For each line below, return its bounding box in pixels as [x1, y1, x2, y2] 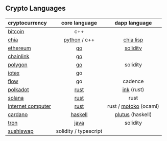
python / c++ [63, 36, 95, 43]
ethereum [8, 44, 31, 52]
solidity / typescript [56, 127, 103, 134]
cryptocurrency [8, 19, 47, 26]
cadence [123, 78, 144, 85]
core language [61, 19, 97, 26]
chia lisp [123, 36, 144, 43]
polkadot [8, 86, 29, 93]
